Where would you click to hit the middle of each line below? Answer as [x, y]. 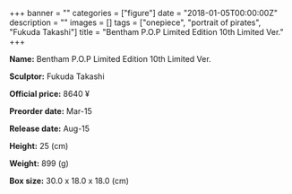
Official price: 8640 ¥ [49, 94]
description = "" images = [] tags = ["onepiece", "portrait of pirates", [135, 22]
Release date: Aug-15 [50, 128]
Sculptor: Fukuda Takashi [57, 76]
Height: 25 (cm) [39, 146]
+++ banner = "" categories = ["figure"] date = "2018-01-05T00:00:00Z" [144, 13]
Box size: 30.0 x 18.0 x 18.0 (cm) [69, 181]
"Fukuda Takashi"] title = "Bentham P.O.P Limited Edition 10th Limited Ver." [146, 32]
